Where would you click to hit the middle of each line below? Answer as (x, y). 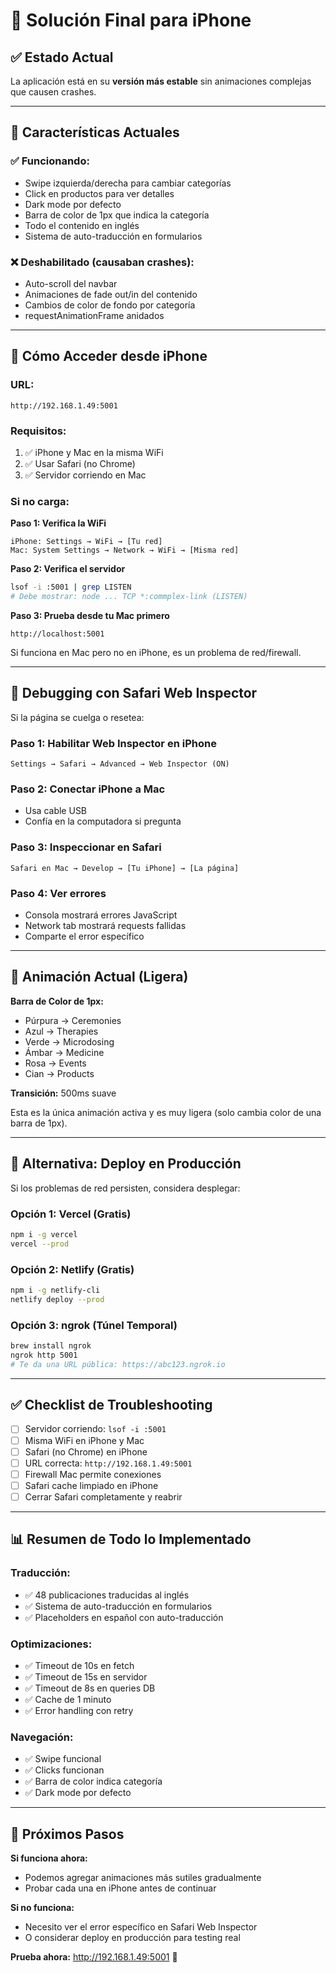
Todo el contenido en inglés (82, 225)
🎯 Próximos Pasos (67, 1834)
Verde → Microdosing (69, 1041)
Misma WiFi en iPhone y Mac (84, 1440)
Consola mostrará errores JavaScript (101, 915)
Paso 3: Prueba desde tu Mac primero (90, 616)
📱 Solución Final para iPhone (131, 20)
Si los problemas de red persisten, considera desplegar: (125, 1188)
